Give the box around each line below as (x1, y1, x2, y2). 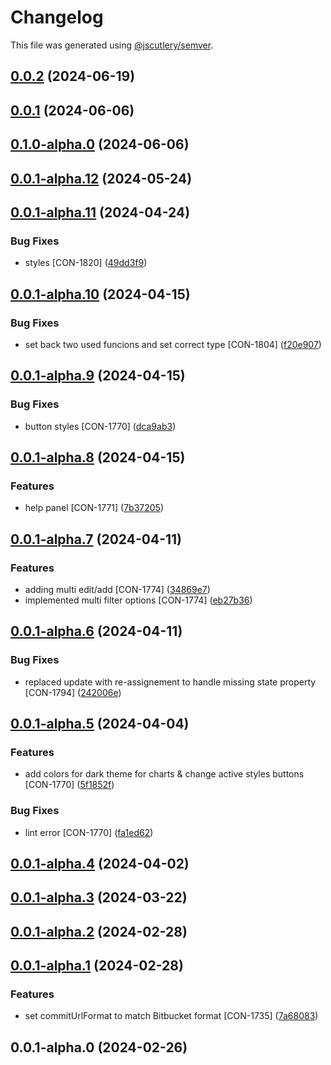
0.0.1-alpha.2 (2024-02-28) (10, 923, 188, 940)
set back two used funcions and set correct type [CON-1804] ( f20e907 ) (24, 338, 322, 350)
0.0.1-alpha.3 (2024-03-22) (10, 889, 188, 906)
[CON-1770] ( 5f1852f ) (24, 779, 115, 791)
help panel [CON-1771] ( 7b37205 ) (24, 502, 165, 514)
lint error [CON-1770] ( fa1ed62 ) (24, 826, 154, 838)
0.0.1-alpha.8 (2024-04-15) (10, 449, 186, 466)
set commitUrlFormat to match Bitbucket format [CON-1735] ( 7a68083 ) (24, 1010, 319, 1022)
